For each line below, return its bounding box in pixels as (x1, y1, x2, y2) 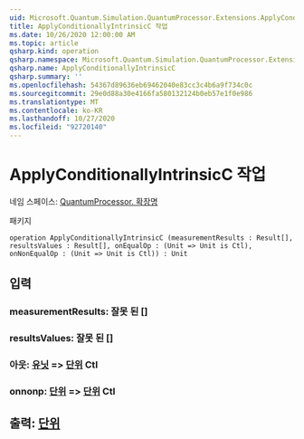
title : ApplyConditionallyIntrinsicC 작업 (9, 22, 168, 31)
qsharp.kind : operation (9, 47, 100, 56)
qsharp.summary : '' (9, 72, 83, 81)
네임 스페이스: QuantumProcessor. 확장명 (9, 196, 158, 206)
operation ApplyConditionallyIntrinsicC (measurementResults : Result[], (9, 233, 294, 243)
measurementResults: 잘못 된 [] (9, 305, 148, 318)
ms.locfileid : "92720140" (9, 123, 107, 132)
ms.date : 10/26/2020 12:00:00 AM (9, 30, 136, 39)
